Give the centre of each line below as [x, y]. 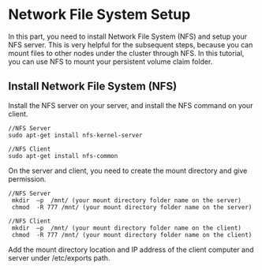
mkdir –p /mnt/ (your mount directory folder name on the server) [127, 200]
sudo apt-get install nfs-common [63, 156]
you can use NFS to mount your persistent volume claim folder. [110, 62]
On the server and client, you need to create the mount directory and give [128, 171]
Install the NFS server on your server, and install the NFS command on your [131, 105]
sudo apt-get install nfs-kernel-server [76, 135]
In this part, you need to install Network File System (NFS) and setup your [127, 36]
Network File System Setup [99, 15]
